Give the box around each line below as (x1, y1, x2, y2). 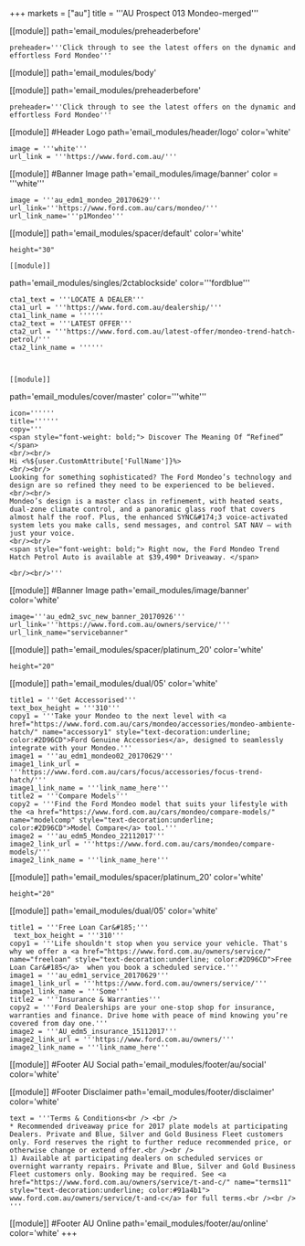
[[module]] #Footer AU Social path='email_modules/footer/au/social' (9, 1060, 267, 1070)
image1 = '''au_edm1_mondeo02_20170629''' (9, 751, 174, 761)
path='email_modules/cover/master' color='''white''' (9, 391, 207, 401)
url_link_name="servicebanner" (9, 628, 129, 637)
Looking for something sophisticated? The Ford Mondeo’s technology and (9, 473, 292, 482)
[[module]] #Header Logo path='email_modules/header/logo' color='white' (9, 127, 291, 137)
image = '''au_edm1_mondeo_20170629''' (9, 196, 162, 205)
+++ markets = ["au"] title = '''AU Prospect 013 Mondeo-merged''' (9, 8, 259, 18)
